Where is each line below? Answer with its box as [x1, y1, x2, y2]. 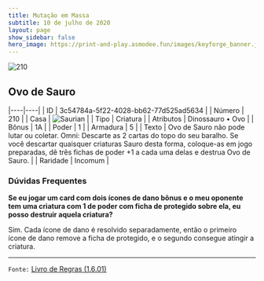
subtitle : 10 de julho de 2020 [8, 19, 111, 27]
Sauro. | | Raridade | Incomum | [8, 155, 109, 165]
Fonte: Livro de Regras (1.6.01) [8, 265, 108, 274]
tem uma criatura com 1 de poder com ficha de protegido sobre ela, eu [8, 202, 241, 211]
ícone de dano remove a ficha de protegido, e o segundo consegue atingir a [8, 233, 255, 243]
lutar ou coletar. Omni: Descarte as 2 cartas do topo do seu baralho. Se [8, 130, 239, 140]
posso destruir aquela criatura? [8, 210, 113, 220]
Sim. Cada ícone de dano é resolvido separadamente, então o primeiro [8, 225, 237, 235]
